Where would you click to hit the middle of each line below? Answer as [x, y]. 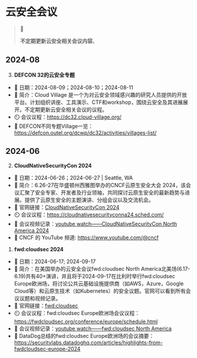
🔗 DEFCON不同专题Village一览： [54, 126]
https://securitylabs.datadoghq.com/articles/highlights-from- [88, 342]
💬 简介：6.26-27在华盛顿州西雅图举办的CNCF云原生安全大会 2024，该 [100, 185]
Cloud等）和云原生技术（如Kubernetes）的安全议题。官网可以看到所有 [100, 291]
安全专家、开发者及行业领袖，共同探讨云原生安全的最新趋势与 [110, 192]
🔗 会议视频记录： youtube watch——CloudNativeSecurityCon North [96, 224]
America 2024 [32, 230]
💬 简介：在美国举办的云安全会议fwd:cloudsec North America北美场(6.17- [102, 268]
